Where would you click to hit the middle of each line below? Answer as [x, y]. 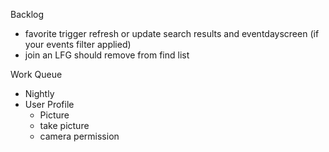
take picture [64, 125]
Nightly [39, 93]
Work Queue [36, 74]
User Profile [49, 104]
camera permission [79, 136]
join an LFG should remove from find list [107, 55]
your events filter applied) [78, 44]
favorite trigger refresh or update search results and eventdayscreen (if [172, 33]
